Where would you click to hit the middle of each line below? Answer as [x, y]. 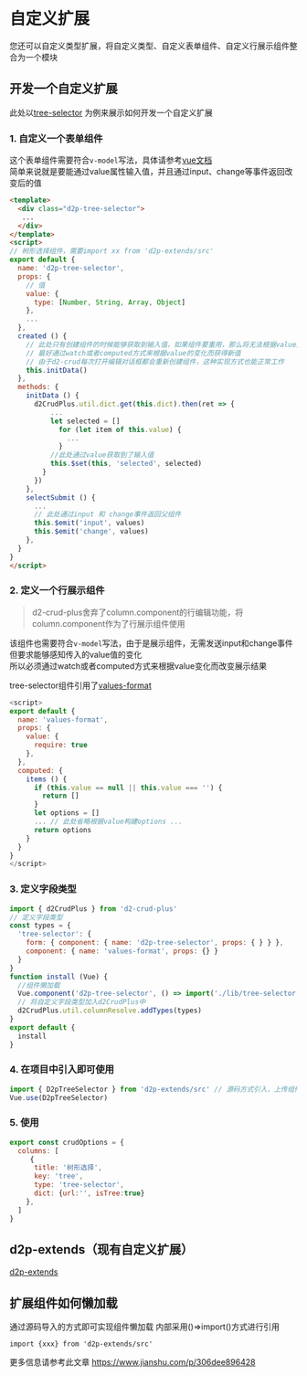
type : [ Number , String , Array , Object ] [109, 302]
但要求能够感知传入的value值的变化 [76, 654]
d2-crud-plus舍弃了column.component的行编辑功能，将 [138, 612]
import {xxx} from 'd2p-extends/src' [81, 1344]
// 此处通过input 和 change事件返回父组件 [107, 514]
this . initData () [57, 370]
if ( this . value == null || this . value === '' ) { [128, 788]
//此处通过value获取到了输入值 [102, 455]
